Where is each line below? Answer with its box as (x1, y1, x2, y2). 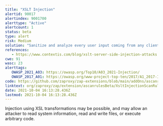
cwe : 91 (5, 56, 21, 61)
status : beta (5, 29, 32, 34)
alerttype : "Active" (5, 20, 47, 26)
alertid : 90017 (5, 12, 36, 16)
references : (5, 47, 29, 52)
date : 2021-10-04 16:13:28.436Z (5, 88, 70, 93)
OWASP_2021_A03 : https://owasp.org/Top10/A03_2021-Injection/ (11, 70, 140, 75)
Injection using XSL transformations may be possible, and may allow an (5, 106, 147, 112)
